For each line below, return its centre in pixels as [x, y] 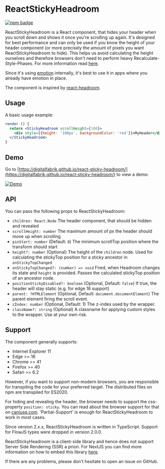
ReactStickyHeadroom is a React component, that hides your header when [81, 32]
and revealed [26, 226]
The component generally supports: [41, 341]
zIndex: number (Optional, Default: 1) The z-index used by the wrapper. [84, 304]
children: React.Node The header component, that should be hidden [82, 221]
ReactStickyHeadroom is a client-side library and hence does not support [79, 441]
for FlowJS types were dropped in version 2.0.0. [54, 432]
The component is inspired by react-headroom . [53, 87]
